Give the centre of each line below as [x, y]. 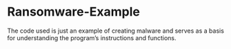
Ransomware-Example [73, 12]
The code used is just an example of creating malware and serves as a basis [115, 31]
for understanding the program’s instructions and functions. [92, 37]
